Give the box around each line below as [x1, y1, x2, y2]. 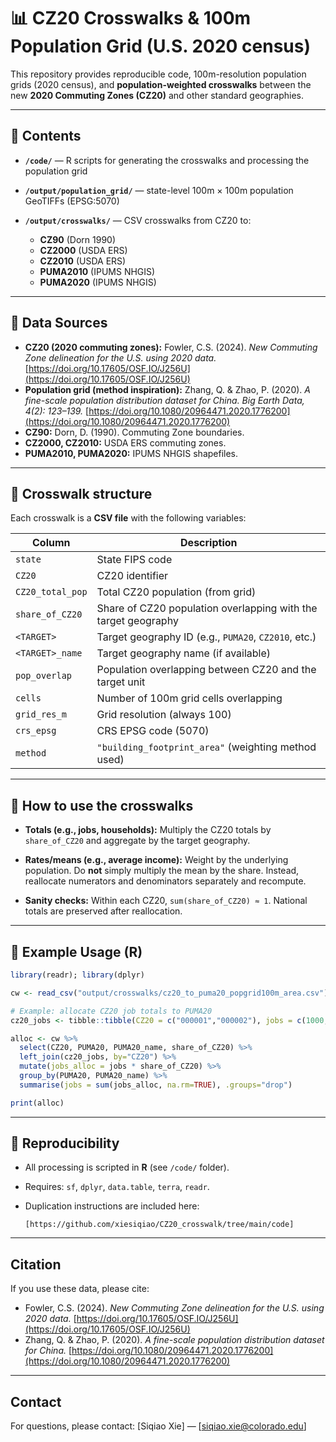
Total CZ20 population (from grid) [96, 585, 257, 599]
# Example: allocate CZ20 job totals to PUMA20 [10, 1006, 213, 1016]
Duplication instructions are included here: [24, 1200, 200, 1212]
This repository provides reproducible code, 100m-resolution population [10, 68, 307, 80]
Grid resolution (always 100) [96, 708, 232, 722]
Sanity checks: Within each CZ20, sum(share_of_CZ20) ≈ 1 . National [24, 895, 308, 907]
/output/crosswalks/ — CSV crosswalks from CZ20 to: [24, 214, 252, 226]
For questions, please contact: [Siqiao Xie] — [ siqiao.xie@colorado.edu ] [10, 1420, 307, 1432]
